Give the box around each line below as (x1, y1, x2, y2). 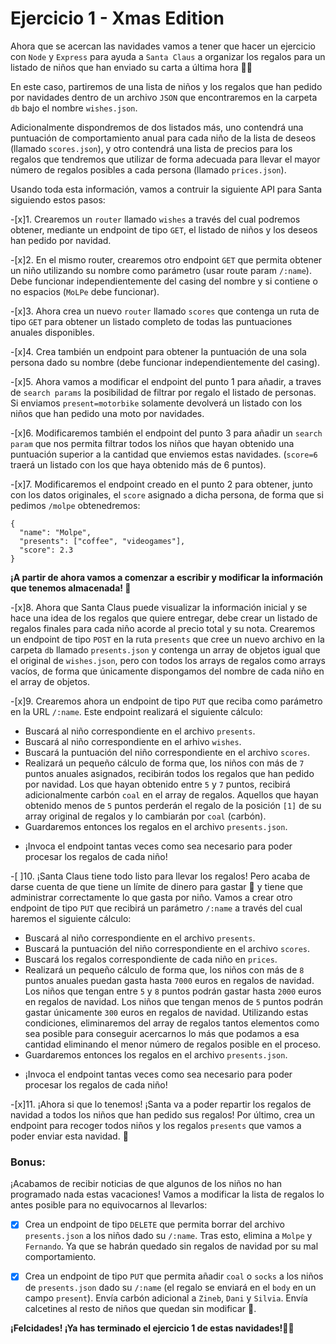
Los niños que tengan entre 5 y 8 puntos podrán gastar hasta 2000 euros (24, 985, 322, 997)
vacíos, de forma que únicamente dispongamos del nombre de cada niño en (10, 665, 325, 677)
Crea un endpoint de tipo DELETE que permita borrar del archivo (24, 1218, 285, 1231)
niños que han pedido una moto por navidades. (10, 407, 205, 419)
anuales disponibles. (10, 326, 95, 338)
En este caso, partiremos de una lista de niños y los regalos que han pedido (10, 80, 323, 92)
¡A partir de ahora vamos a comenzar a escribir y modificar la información (10, 571, 323, 583)
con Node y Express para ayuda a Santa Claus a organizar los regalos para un (10, 50, 326, 62)
